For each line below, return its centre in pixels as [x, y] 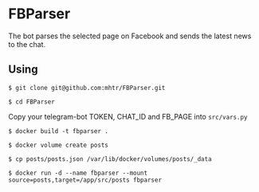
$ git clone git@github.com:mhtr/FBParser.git [87, 88]
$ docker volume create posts [59, 145]
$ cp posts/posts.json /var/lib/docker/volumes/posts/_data [110, 159]
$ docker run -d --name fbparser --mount [78, 173]
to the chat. [27, 44]
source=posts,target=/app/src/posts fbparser [85, 180]
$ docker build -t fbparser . [59, 131]
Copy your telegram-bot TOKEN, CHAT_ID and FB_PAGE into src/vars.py [128, 116]
